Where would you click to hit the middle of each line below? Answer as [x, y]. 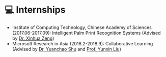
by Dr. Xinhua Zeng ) [33, 38]
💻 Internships [35, 10]
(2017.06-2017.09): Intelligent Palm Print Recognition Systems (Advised [86, 33]
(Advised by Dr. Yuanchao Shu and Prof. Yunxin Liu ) [67, 49]
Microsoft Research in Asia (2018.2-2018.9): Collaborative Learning [82, 43]
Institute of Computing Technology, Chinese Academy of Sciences [82, 27]
